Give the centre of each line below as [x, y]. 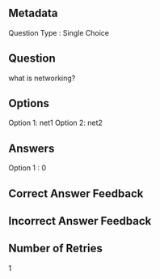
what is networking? [42, 78]
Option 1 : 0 [27, 168]
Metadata [33, 13]
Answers [32, 148]
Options [29, 103]
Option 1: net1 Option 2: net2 [56, 123]
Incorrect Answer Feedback [80, 221]
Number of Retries [56, 249]
